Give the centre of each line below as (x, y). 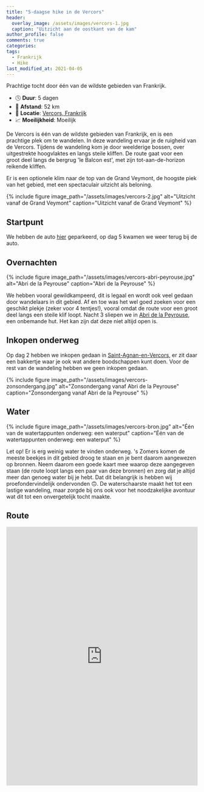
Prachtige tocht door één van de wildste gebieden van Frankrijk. (87, 86)
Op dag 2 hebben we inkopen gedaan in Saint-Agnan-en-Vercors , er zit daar (102, 355)
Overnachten (32, 262)
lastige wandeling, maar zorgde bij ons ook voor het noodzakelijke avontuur (101, 490)
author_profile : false (35, 35)
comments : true (25, 40)
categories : (21, 46)
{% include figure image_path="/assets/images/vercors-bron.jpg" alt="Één (100, 426)
